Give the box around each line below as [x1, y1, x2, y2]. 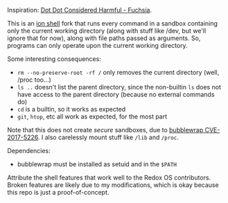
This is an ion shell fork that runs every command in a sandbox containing [7, 19, 218, 27]
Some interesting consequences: [7, 55, 102, 63]
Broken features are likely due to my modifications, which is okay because [7, 181, 220, 189]
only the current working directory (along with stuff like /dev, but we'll [7, 27, 207, 35]
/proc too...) [17, 76, 52, 84]
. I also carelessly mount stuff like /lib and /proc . [37, 133, 179, 141]
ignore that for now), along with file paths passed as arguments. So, [7, 34, 201, 42]
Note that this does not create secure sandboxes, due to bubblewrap [7, 126, 204, 134]
